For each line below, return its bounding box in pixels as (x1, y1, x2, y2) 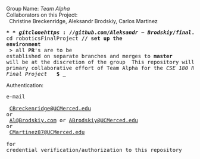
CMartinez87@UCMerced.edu (9, 129, 85, 135)
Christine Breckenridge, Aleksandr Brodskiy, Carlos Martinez (8, 18, 158, 24)
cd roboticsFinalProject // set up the (6, 35, 123, 42)
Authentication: (6, 82, 43, 88)
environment (6, 41, 41, 47)
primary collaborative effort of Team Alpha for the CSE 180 (6, 65, 189, 71)
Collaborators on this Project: (6, 11, 78, 18)
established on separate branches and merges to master (6, 53, 173, 59)
